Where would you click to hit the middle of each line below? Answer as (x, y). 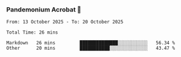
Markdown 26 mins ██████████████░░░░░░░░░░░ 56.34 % (90, 43)
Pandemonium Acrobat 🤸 (44, 10)
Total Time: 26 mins (32, 32)
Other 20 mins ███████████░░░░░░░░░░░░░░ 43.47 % (90, 48)
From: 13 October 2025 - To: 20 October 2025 (65, 22)
